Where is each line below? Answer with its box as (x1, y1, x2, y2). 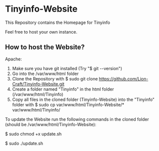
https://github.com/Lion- (99, 75, 149, 81)
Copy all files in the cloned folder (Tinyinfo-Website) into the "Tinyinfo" (12, 96, 155, 102)
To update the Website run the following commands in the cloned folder (5, 116, 149, 122)
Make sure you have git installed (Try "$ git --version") (12, 65, 122, 71)
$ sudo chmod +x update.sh (5, 131, 62, 137)
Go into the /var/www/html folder (12, 71, 79, 76)
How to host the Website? (5, 43, 85, 52)
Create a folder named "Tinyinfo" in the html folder (12, 86, 114, 92)
